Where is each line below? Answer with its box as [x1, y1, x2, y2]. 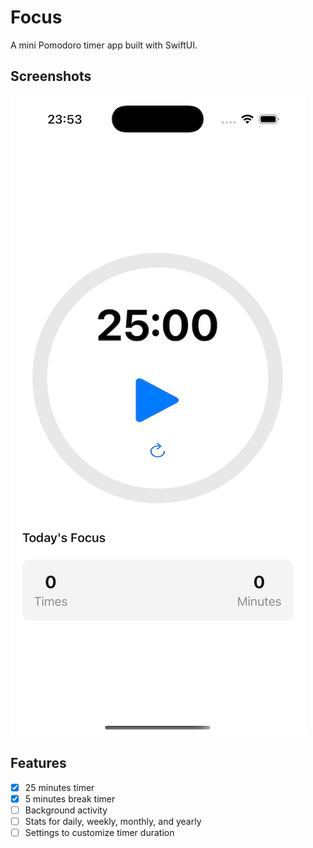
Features [10, 755, 67, 772]
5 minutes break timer [24, 792, 116, 805]
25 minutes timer [24, 781, 95, 793]
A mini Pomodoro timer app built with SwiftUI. [10, 39, 198, 51]
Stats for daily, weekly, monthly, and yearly [24, 815, 202, 827]
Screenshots [10, 68, 92, 85]
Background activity [24, 804, 108, 816]
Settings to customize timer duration [24, 826, 175, 838]
